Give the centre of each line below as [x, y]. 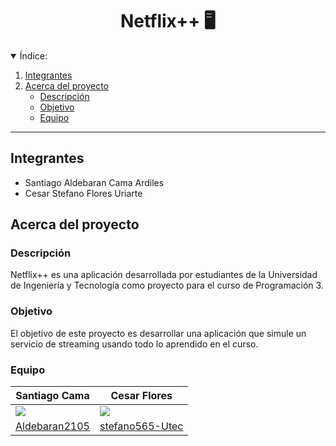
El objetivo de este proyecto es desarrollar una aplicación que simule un [158, 333]
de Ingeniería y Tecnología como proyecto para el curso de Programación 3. [167, 285]
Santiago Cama [52, 396]
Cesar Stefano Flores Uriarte [83, 193]
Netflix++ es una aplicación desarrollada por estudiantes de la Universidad [164, 275]
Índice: [33, 55]
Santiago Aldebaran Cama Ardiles [94, 182]
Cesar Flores [141, 396]
